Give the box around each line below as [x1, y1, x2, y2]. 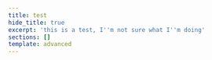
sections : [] [8, 33, 51, 41]
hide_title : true [8, 19, 65, 26]
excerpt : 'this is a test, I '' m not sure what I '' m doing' [8, 26, 206, 34]
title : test [8, 11, 47, 19]
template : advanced [8, 41, 72, 48]
